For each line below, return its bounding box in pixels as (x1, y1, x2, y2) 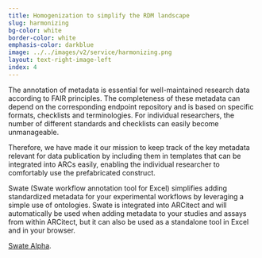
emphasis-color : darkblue (8, 41, 94, 49)
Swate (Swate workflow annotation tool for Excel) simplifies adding (8, 183, 228, 193)
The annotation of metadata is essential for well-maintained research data (8, 85, 250, 94)
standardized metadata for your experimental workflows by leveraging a (8, 191, 245, 201)
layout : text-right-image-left (8, 56, 112, 64)
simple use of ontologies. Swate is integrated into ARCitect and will (8, 200, 227, 210)
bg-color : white (8, 26, 62, 34)
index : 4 (8, 64, 37, 71)
